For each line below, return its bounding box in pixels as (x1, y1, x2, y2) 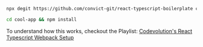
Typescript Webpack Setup (6, 34, 74, 41)
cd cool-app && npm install (6, 16, 77, 22)
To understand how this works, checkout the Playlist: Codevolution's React (6, 27, 193, 34)
